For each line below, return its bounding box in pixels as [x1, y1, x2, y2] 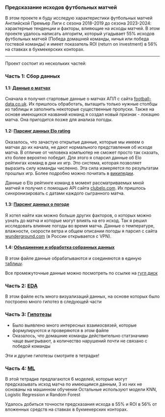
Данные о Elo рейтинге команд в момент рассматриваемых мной [5, 180, 144, 186]
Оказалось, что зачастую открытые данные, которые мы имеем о [5, 139, 144, 145]
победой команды [12, 343, 51, 349]
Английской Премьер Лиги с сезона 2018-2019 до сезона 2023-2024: [5, 20, 152, 26]
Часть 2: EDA [5, 282, 38, 289]
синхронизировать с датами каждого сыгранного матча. [5, 190, 125, 196]
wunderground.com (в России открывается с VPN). [5, 233, 111, 239]
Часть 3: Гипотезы [5, 311, 52, 318]
